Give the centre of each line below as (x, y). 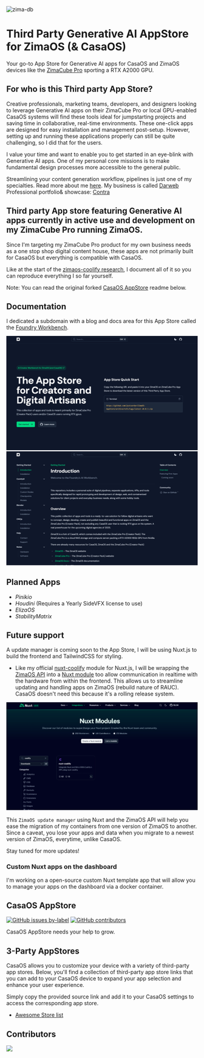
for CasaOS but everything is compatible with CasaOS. (75, 258)
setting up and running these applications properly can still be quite (91, 136)
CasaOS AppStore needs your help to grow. (61, 932)
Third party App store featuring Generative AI (94, 211)
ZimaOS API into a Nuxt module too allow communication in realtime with (106, 675)
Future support (35, 636)
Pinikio (23, 597)
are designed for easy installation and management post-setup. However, (98, 129)
